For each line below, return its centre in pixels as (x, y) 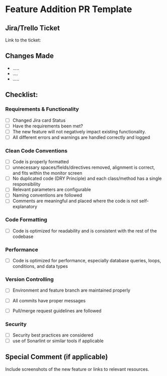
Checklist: (22, 95)
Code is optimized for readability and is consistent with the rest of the (85, 230)
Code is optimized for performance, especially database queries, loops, (87, 261)
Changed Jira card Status (39, 120)
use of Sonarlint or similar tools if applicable (58, 341)
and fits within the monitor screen (47, 173)
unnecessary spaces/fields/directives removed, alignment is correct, (83, 167)
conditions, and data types (40, 266)
